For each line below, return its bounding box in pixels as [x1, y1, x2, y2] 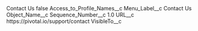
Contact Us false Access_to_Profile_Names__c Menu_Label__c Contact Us [6, 5, 192, 12]
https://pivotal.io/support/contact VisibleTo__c [6, 18, 122, 25]
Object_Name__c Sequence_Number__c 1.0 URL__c [6, 11, 135, 18]
